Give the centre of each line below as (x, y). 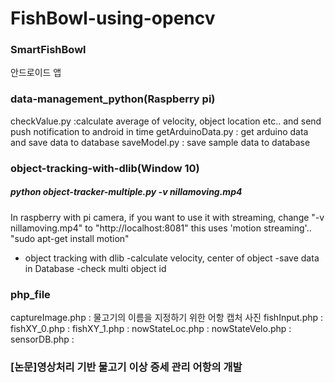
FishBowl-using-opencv (113, 18)
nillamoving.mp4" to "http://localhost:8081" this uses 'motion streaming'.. (161, 228)
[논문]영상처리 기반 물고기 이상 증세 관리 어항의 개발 (126, 367)
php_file (30, 294)
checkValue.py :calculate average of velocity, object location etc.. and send (166, 121)
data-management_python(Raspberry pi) (113, 99)
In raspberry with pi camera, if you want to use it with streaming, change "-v (167, 217)
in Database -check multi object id (95, 268)
